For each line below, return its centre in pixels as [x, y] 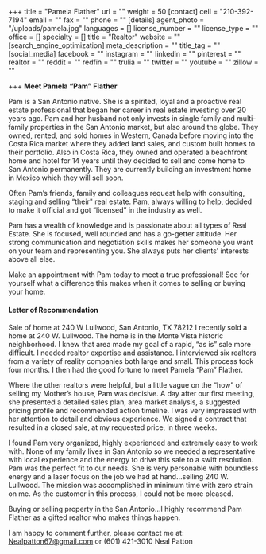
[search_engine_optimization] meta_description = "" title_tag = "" [114, 45]
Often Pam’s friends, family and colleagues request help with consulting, [127, 193]
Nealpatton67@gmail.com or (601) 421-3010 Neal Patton [100, 541]
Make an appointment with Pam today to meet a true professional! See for [129, 275]
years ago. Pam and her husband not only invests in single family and [122, 118]
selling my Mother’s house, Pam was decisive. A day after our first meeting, [131, 394]
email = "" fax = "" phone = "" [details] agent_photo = [117, 20]
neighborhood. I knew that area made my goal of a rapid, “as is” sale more [130, 345]
